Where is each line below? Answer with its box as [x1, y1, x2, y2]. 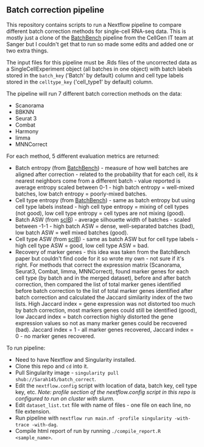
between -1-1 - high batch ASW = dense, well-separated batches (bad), [15, 222, 195, 230]
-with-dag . [31, 420, 58, 428]
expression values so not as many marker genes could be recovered [15, 319, 187, 326]
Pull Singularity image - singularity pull [15, 368, 119, 376]
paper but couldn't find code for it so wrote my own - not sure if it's [15, 255, 185, 262]
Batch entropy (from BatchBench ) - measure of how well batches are [15, 164, 189, 171]
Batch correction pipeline [6, 5, 105, 15]
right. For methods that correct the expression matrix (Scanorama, [15, 261, 181, 269]
